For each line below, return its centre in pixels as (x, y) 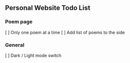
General (15, 45)
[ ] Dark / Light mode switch (33, 55)
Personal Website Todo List (48, 8)
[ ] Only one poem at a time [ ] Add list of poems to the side (65, 32)
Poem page (19, 22)
